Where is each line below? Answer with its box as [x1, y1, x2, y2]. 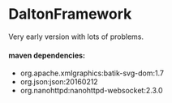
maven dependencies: [8, 50, 85, 60]
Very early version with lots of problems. [8, 32, 144, 41]
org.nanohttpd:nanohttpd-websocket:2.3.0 [19, 86, 163, 96]
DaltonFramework [8, 5, 132, 24]
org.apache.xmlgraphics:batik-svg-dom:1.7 [19, 68, 165, 78]
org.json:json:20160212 [19, 77, 99, 87]
